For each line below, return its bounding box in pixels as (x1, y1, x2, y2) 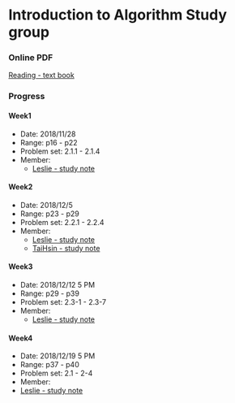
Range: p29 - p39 (19, 288, 79, 298)
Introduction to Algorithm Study (8, 6, 228, 24)
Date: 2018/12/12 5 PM (19, 280, 96, 290)
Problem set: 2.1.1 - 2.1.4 (19, 146, 100, 156)
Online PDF (8, 52, 53, 63)
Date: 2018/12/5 (19, 200, 73, 210)
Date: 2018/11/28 (19, 128, 76, 139)
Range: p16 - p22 (19, 137, 79, 147)
